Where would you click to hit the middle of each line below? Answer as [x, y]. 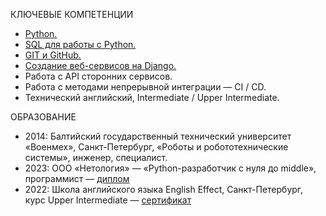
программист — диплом [77, 178]
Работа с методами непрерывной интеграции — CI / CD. [145, 87]
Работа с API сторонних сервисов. [98, 76]
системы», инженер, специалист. [96, 157]
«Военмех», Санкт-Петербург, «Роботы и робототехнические [156, 147]
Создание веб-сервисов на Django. [100, 65]
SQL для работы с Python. [80, 44]
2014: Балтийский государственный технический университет [158, 136]
